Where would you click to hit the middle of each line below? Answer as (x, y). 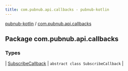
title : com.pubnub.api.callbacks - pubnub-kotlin (57, 10)
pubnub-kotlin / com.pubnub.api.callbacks (48, 24)
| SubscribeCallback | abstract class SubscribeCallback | (64, 64)
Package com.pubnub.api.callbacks (62, 39)
